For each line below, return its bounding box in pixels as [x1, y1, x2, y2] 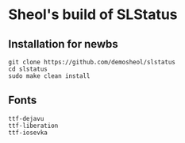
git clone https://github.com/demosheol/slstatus [8, 58, 176, 66]
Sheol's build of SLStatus [8, 6, 178, 24]
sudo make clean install [8, 72, 91, 80]
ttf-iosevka [8, 129, 48, 137]
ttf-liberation [8, 122, 59, 129]
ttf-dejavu [8, 114, 44, 122]
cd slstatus [8, 65, 48, 73]
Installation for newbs [8, 37, 119, 51]
